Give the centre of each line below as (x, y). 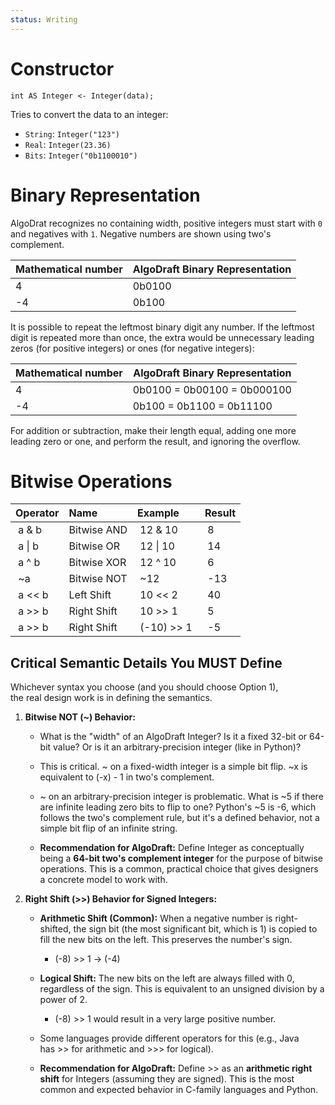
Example (158, 513)
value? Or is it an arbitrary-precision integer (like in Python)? (177, 747)
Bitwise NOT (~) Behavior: (80, 717)
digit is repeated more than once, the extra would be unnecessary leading (162, 337)
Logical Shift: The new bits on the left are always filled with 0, (167, 978)
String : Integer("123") (72, 133)
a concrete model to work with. (103, 880)
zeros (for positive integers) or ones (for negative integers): (132, 348)
